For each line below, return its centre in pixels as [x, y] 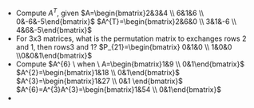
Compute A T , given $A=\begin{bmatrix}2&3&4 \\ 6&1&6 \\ [110, 12]
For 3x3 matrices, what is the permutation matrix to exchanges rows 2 [131, 38]
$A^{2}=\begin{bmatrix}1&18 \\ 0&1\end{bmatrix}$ [97, 72]
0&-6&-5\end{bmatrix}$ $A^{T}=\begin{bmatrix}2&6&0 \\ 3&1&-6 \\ [126, 21]
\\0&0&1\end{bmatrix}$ [54, 55]
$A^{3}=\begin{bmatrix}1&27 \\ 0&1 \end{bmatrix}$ [99, 81]
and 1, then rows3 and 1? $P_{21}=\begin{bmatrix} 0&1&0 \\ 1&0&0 [124, 46]
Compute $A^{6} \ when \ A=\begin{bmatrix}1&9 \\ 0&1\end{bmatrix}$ [130, 64]
